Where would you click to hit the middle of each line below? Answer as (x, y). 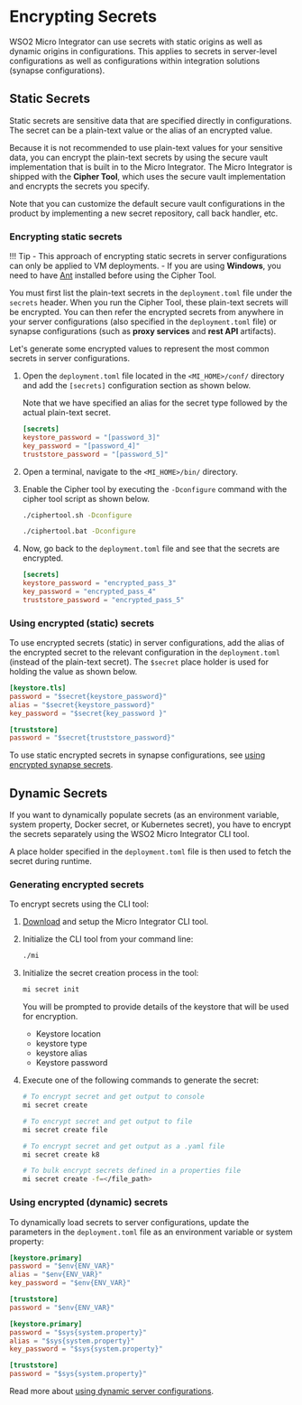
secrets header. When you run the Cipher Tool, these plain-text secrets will (149, 302)
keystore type (61, 1044)
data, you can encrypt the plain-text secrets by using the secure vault (139, 157)
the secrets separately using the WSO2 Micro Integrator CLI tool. (129, 834)
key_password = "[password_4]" (81, 446)
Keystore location (68, 1034)
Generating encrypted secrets (77, 885)
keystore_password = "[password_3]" (91, 437)
